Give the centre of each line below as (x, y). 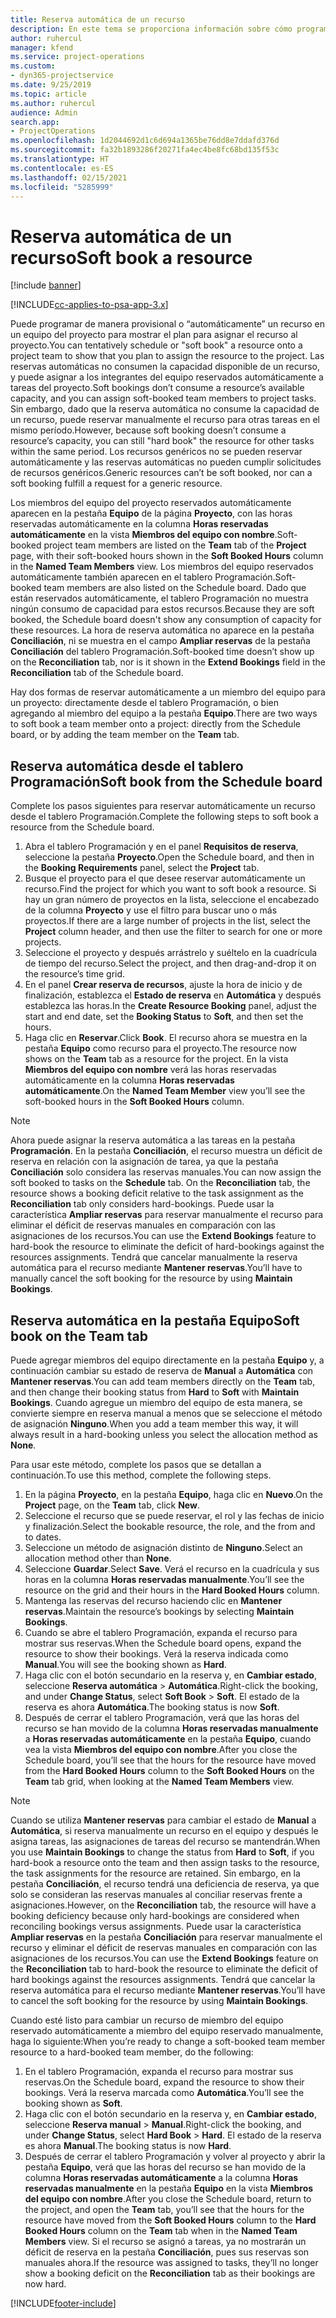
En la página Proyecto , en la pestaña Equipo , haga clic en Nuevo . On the (173, 1494)
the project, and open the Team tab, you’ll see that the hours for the (164, 2209)
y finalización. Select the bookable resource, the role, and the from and (170, 1526)
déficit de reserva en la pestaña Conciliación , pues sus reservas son (167, 2252)
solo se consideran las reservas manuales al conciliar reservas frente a (156, 1894)
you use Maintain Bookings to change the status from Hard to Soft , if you (162, 1852)
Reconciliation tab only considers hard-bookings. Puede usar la (142, 1204)
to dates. (43, 1537)
